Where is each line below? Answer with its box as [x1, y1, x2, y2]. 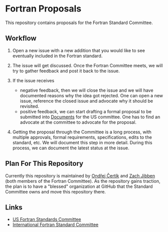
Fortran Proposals [5, 3, 82, 15]
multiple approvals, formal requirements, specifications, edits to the [12, 134, 152, 140]
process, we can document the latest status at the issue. [12, 145, 129, 151]
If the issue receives [12, 77, 55, 83]
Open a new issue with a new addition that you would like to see [12, 47, 145, 53]
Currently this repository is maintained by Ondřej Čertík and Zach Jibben [5, 172, 155, 178]
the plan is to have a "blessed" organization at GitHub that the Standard [5, 183, 153, 189]
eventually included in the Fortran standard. [12, 53, 103, 59]
